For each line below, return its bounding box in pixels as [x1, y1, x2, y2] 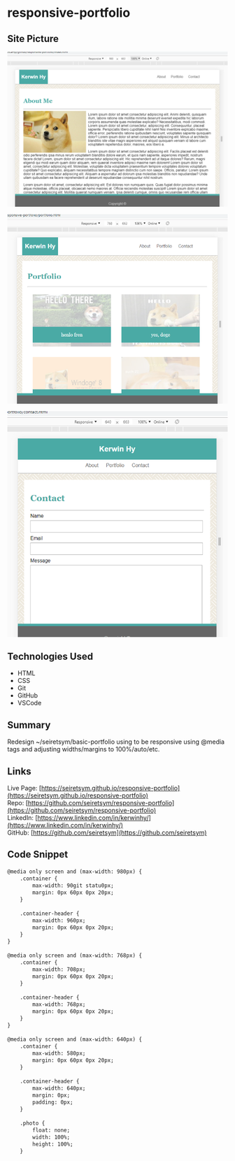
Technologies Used [7, 651, 93, 663]
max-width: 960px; [32, 917, 86, 924]
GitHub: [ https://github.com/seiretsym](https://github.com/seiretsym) [7, 828, 208, 837]
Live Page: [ [7, 784, 42, 793]
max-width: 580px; [32, 1050, 86, 1057]
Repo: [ [7, 799, 29, 807]
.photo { [20, 1120, 45, 1127]
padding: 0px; [32, 1099, 73, 1106]
